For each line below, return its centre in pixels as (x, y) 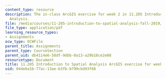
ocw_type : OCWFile (24, 42)
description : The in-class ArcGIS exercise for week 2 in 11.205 (74, 14)
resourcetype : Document (30, 60)
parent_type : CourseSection (34, 51)
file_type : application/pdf (34, 28)
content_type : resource (30, 10)
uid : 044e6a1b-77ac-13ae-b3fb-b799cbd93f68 (51, 69)
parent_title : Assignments (33, 46)
